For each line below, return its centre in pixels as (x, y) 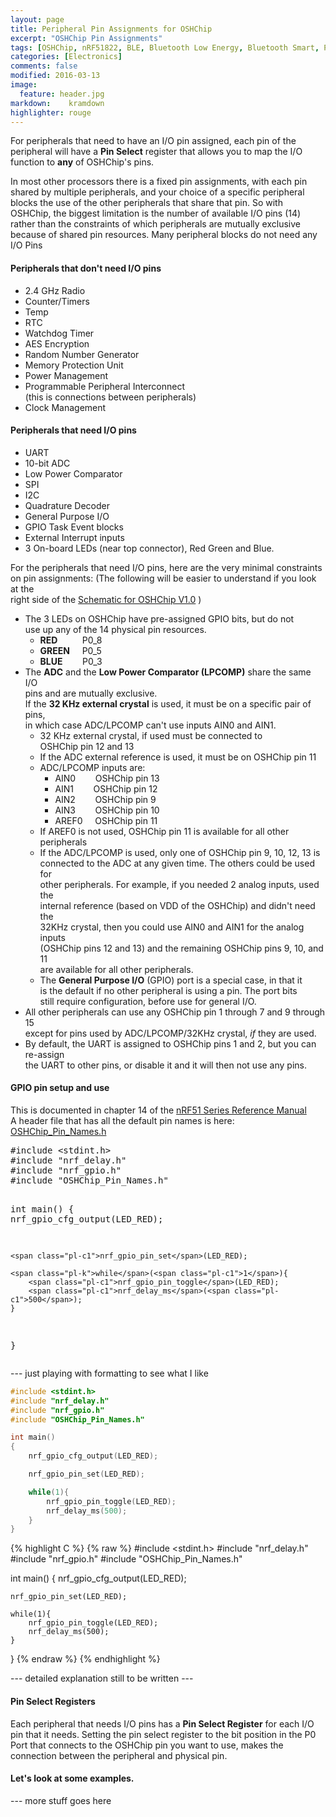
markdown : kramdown (57, 103)
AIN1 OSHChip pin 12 (106, 788)
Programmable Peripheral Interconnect (104, 386)
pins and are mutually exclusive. (91, 693)
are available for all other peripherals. (116, 969)
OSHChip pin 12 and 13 (87, 746)
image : (24, 85)
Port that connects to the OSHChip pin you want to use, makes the (147, 1745)
